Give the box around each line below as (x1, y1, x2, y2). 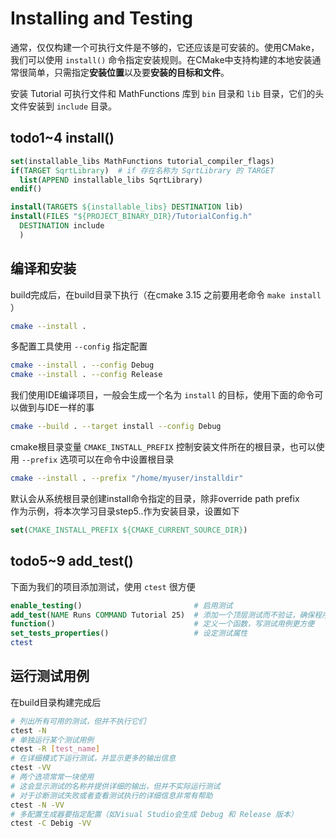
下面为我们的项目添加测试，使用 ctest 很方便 (10, 580, 196, 592)
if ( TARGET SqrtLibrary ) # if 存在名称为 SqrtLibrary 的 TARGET (10, 165, 275, 176)
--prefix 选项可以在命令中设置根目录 (21, 453, 175, 466)
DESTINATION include (19, 221, 105, 231)
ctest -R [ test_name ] (10, 744, 101, 754)
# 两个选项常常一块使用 (10, 772, 95, 782)
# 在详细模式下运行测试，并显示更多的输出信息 (10, 753, 177, 764)
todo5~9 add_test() (10, 553, 134, 570)
